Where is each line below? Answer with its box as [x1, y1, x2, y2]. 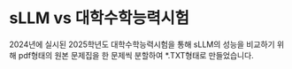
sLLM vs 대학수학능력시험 [9, 8, 190, 28]
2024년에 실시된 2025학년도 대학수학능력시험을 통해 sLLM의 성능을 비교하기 [9, 39, 276, 50]
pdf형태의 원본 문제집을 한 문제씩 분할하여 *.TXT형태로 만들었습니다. [18, 50, 254, 60]
